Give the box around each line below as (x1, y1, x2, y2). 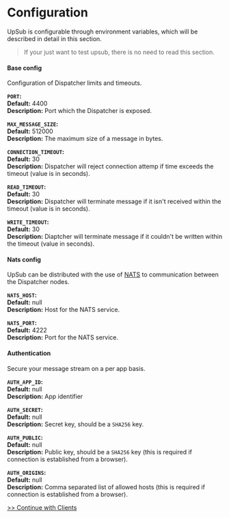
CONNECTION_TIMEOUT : (7, 148, 65, 156)
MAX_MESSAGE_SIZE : (7, 120, 59, 128)
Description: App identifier (7, 392, 83, 400)
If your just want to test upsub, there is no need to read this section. (23, 48, 215, 56)
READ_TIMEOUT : (7, 183, 46, 191)
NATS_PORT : (7, 319, 38, 327)
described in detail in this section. (7, 34, 103, 42)
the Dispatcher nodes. (7, 278, 70, 286)
